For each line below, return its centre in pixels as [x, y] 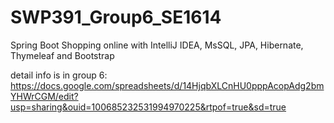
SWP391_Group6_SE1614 [116, 17]
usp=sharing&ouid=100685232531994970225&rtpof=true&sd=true [148, 107]
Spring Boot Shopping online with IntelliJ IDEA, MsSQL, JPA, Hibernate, [157, 45]
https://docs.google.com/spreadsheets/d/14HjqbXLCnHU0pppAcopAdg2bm [167, 85]
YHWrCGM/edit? [44, 96]
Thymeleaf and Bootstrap [62, 55]
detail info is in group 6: [59, 75]
